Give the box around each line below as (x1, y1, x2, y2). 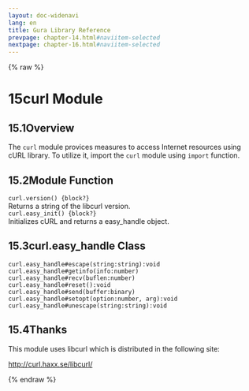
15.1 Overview (8, 121, 75, 135)
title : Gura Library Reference (8, 26, 111, 34)
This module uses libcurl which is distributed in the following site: (8, 344, 221, 353)
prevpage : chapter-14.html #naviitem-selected (8, 33, 160, 42)
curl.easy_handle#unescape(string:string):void (8, 301, 168, 310)
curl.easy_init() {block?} (8, 210, 97, 218)
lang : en (8, 19, 37, 27)
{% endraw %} (8, 374, 57, 384)
